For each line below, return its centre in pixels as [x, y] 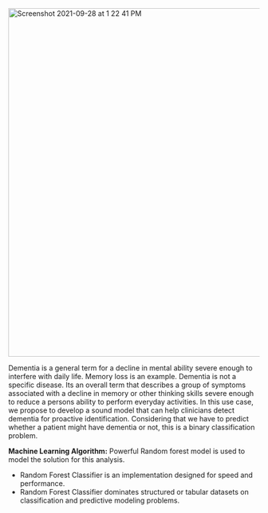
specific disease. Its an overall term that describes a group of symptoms [127, 385]
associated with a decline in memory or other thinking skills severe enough [131, 393]
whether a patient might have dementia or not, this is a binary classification [132, 427]
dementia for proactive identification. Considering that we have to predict [129, 419]
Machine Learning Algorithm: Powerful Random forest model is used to [127, 451]
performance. [42, 484]
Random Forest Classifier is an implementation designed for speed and [136, 475]
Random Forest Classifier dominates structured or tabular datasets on [134, 492]
